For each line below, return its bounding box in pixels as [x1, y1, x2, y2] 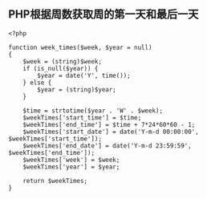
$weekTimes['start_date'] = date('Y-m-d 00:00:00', [22, 128, 199, 136]
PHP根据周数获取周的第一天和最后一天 [8, 7, 199, 22]
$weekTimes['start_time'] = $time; [22, 113, 142, 122]
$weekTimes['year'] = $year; [22, 163, 120, 171]
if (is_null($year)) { [22, 64, 99, 72]
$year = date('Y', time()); [37, 71, 131, 79]
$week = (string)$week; [22, 57, 103, 66]
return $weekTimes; [22, 177, 88, 185]
